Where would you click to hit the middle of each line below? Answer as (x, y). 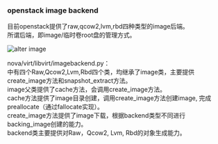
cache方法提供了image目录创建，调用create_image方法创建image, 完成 (109, 98)
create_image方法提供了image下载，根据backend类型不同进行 (97, 115)
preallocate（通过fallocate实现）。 (56, 107)
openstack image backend (53, 10)
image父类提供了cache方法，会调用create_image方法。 (87, 90)
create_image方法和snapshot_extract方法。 (69, 81)
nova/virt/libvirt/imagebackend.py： (59, 63)
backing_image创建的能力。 (47, 125)
